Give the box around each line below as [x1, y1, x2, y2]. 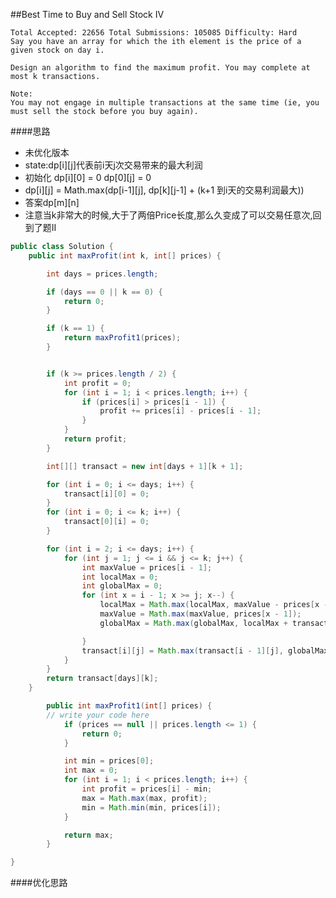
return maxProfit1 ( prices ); [63, 333, 182, 343]
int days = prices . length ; [46, 269, 159, 279]
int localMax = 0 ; [81, 572, 159, 582]
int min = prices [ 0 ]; [63, 756, 155, 766]
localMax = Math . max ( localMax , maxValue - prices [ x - [99, 600, 329, 610]
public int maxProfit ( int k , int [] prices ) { [28, 250, 222, 261]
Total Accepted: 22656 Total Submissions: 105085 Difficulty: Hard [10, 28, 298, 38]
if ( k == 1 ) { [46, 324, 105, 334]
